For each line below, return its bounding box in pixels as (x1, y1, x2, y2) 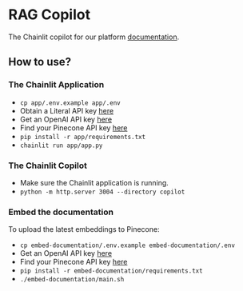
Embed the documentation (8, 206, 114, 217)
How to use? (8, 55, 72, 69)
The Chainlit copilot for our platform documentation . (8, 32, 180, 42)
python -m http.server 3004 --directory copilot (19, 188, 185, 196)
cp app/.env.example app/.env (19, 98, 121, 107)
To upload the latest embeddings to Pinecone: (8, 225, 160, 234)
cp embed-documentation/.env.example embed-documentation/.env (19, 241, 236, 249)
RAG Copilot (8, 6, 90, 24)
